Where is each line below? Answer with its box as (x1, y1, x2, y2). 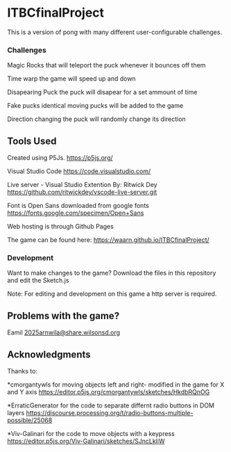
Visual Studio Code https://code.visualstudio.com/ (7, 167, 151, 175)
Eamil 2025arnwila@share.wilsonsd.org (7, 328, 120, 337)
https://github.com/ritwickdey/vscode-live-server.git (7, 188, 157, 196)
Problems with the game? (7, 309, 120, 321)
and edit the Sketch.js (7, 276, 69, 284)
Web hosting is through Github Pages (7, 223, 114, 231)
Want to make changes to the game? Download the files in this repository (7, 269, 216, 277)
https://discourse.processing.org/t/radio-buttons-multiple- (26, 408, 194, 417)
